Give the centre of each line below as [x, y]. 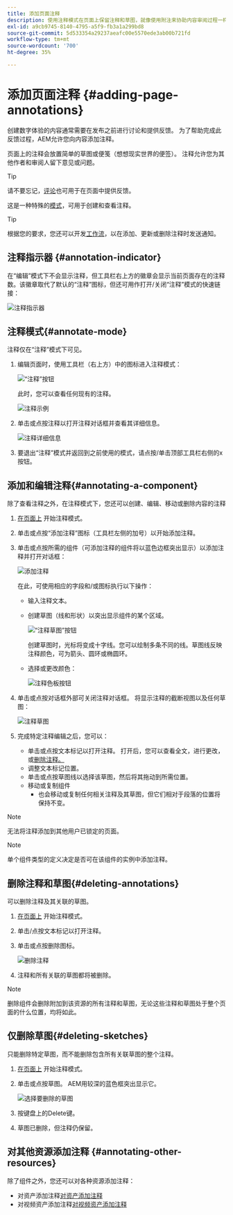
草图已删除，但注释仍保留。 [57, 1128]
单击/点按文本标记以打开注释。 [61, 931]
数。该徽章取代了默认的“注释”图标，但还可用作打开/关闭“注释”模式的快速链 [114, 284]
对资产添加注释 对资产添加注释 [60, 1196]
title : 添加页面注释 [34, 14]
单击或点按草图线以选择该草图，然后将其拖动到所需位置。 [110, 777]
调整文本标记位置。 [55, 769]
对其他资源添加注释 [48, 1152]
